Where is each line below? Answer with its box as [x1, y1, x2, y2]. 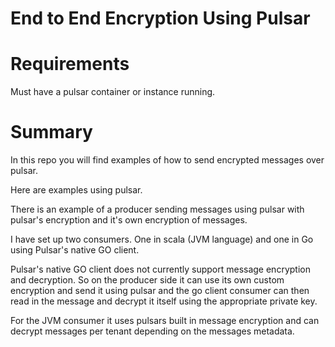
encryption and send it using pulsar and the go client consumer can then [10, 285, 310, 297]
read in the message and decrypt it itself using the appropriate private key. [10, 295, 318, 307]
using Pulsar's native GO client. [10, 244, 140, 256]
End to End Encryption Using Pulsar [10, 7, 311, 30]
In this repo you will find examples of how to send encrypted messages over [10, 154, 325, 166]
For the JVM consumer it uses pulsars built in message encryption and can [10, 315, 320, 327]
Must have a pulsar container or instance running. [10, 86, 216, 98]
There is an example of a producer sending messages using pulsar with [10, 203, 305, 216]
